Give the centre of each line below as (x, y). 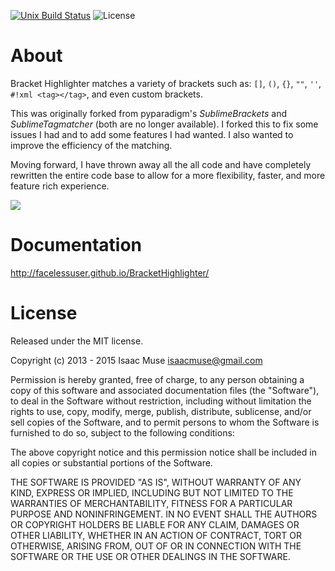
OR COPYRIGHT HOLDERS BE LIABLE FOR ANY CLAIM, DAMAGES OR (155, 524)
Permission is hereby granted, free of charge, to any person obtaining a (157, 379)
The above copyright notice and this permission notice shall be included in (163, 452)
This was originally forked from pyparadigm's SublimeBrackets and (149, 113)
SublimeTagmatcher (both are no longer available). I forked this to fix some (164, 124)
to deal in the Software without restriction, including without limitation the (161, 401)
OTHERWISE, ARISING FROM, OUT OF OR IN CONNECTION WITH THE (156, 546)
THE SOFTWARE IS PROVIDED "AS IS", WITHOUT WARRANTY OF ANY (156, 482)
